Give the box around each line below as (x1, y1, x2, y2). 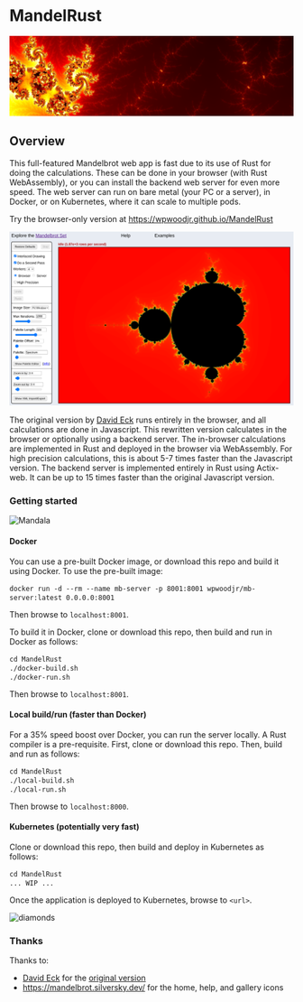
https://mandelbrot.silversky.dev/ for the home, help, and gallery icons (22, 982, 284, 993)
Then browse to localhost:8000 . (9, 801, 129, 812)
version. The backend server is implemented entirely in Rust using (9, 462, 255, 474)
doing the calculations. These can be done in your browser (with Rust (9, 167, 268, 178)
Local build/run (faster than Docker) (9, 710, 147, 720)
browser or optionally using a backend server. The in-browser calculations (9, 434, 286, 445)
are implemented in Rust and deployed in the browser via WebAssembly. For (9, 443, 293, 454)
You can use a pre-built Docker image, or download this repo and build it (9, 556, 280, 567)
